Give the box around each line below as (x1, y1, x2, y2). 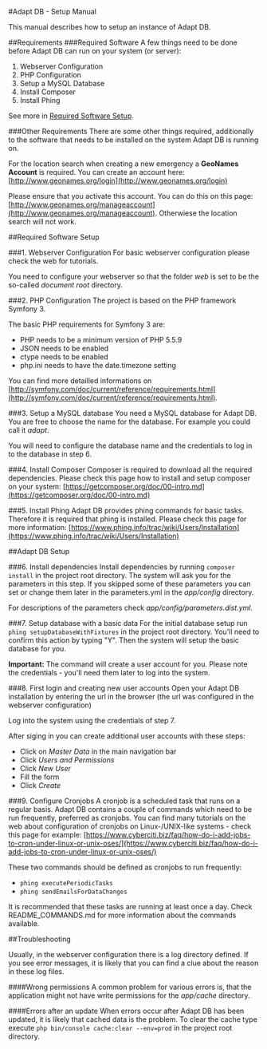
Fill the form (19, 772, 60, 782)
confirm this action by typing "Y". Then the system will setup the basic (8, 635, 239, 645)
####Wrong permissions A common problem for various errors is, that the (8, 982, 253, 992)
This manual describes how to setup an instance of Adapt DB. (8, 22, 211, 31)
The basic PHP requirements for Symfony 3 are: (8, 319, 166, 329)
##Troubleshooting (8, 934, 72, 944)
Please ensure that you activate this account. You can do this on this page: (8, 192, 253, 200)
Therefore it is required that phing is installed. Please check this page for (8, 514, 247, 524)
